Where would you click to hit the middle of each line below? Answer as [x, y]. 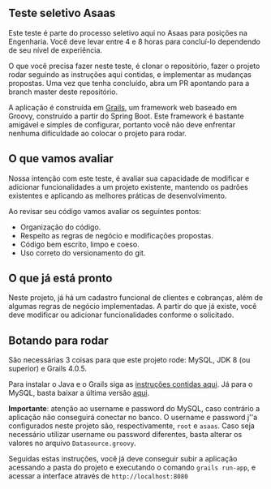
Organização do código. [60, 227]
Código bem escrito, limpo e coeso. [80, 244]
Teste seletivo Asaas [62, 13]
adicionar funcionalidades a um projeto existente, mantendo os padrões [129, 187]
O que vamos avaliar [61, 159]
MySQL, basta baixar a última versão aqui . [79, 393]
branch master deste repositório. [63, 92]
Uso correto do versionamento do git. [83, 253]
